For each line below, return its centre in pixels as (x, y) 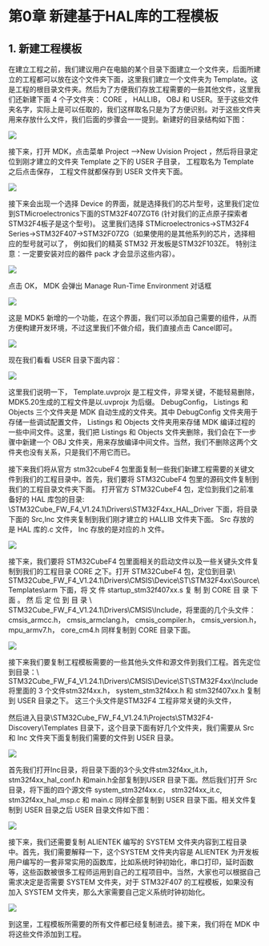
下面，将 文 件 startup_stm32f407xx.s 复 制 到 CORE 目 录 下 (159, 590)
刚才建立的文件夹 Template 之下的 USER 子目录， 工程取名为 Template (138, 162)
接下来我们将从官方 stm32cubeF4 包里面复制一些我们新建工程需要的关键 (128, 469)
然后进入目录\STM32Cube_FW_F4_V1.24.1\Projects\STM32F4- (111, 718)
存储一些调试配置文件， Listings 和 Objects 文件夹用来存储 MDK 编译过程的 (132, 422)
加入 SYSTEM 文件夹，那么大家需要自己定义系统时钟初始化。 (109, 892)
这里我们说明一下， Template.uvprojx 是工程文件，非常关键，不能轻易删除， (133, 392)
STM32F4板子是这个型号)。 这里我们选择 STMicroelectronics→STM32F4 (129, 224)
